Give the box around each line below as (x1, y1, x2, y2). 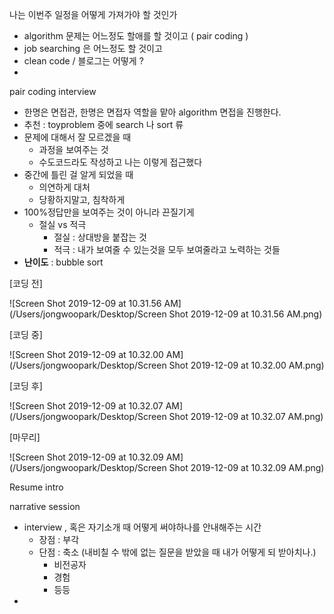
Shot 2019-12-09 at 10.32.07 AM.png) (168, 411, 324, 422)
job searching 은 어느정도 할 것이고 (23, 43, 163, 54)
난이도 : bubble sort (23, 256, 104, 268)
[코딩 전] (9, 278, 43, 289)
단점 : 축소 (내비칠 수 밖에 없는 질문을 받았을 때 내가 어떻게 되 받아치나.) (38, 546, 317, 558)
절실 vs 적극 (38, 219, 87, 230)
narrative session (9, 501, 81, 512)
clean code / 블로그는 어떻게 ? (23, 55, 144, 67)
